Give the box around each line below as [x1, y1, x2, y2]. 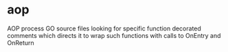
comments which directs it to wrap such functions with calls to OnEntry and [7, 31, 221, 39]
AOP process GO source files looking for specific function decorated [7, 24, 201, 32]
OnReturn [7, 38, 34, 47]
